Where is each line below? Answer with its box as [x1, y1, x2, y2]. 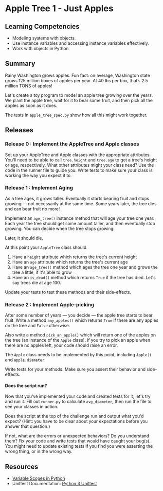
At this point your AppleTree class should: [5, 244, 88, 250]
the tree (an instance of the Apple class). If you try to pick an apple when [5, 337, 151, 343]
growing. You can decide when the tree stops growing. [5, 226, 115, 231]
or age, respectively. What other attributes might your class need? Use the [5, 162, 154, 168]
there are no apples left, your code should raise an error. [5, 342, 118, 348]
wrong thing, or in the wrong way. [5, 448, 73, 455]
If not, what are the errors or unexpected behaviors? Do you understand [5, 433, 149, 439]
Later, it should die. [5, 235, 44, 241]
